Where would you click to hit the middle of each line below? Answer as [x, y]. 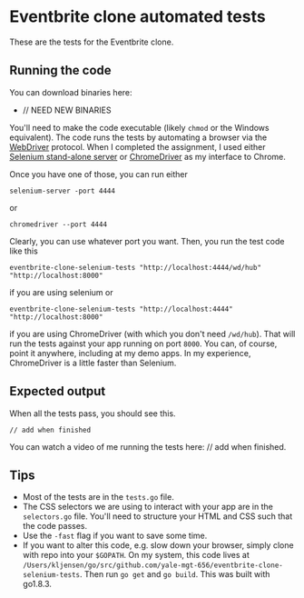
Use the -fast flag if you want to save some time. [115, 536]
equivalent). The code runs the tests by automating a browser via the [138, 137]
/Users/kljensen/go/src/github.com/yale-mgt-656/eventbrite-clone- [152, 565]
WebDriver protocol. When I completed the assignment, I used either [137, 146]
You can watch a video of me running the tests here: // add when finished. [148, 446]
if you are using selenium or [61, 292]
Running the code [60, 70]
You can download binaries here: [71, 92]
